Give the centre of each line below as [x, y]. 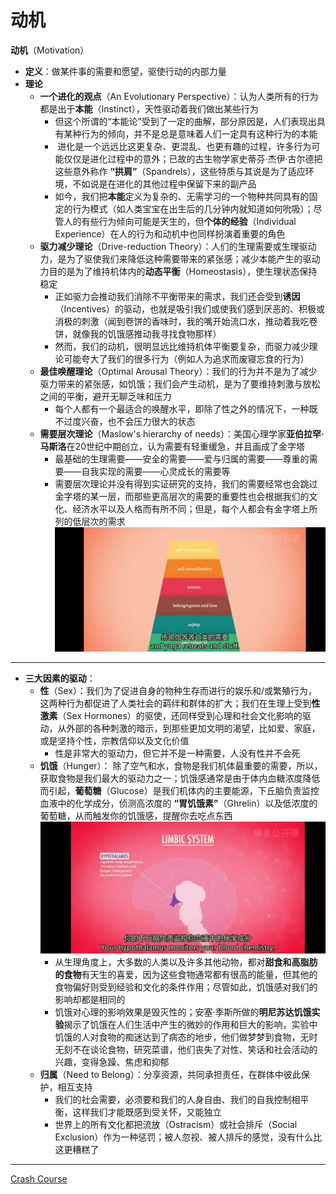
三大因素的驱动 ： [60, 678]
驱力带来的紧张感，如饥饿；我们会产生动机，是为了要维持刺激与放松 [180, 383]
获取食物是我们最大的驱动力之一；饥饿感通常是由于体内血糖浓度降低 [180, 778]
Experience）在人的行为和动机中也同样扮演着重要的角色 [170, 233]
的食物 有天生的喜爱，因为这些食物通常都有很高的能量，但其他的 [186, 974]
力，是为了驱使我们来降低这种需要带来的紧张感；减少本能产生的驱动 [180, 258]
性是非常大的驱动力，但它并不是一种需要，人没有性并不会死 [177, 753]
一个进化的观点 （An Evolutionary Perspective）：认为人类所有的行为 [179, 96]
